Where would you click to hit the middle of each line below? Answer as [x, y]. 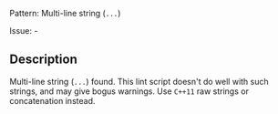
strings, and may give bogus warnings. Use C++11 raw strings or [129, 91]
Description [43, 60]
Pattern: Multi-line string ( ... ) [65, 13]
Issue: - [24, 31]
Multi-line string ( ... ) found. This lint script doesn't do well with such [139, 81]
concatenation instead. [52, 100]
